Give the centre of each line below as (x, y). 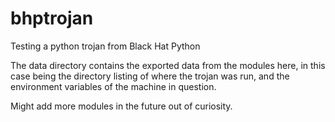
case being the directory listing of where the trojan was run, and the (150, 76)
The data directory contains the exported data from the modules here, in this (168, 65)
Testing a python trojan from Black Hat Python (105, 46)
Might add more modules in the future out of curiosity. (121, 106)
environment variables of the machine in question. (113, 86)
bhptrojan (52, 18)
